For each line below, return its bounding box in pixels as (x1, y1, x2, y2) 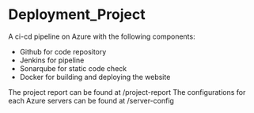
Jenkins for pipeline (19, 55, 85, 65)
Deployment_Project (8, 6, 146, 24)
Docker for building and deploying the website (19, 72, 171, 81)
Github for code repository (19, 47, 107, 56)
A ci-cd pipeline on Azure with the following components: (8, 32, 195, 41)
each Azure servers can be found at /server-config (8, 96, 174, 105)
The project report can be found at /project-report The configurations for (8, 87, 246, 96)
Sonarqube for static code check (19, 63, 127, 73)
